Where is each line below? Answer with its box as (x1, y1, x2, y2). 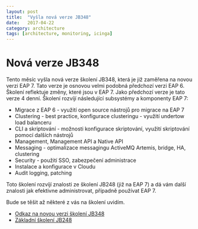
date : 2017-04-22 (6, 20, 55, 26)
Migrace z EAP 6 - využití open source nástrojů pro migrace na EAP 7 (14, 106, 185, 113)
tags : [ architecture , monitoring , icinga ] (6, 31, 113, 37)
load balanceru (14, 119, 52, 126)
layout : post (6, 8, 39, 15)
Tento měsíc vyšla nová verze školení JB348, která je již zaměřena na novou (6, 76, 193, 83)
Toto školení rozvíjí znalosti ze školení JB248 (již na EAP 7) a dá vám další (6, 181, 186, 188)
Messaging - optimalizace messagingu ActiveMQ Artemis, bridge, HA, (14, 144, 186, 151)
